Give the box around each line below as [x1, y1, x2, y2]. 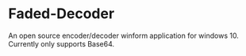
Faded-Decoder [8, 5, 115, 23]
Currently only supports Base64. [8, 39, 115, 48]
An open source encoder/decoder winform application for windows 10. [8, 31, 240, 40]
